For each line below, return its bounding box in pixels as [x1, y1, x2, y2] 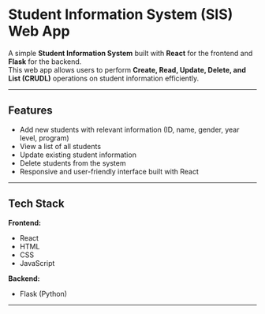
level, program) [19, 133, 69, 143]
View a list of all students [19, 141, 101, 151]
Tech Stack [8, 197, 65, 211]
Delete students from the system [19, 158, 126, 167]
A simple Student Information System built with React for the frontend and [8, 48, 253, 58]
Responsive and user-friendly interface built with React [19, 166, 199, 176]
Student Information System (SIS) [8, 6, 233, 24]
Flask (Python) [19, 289, 68, 298]
